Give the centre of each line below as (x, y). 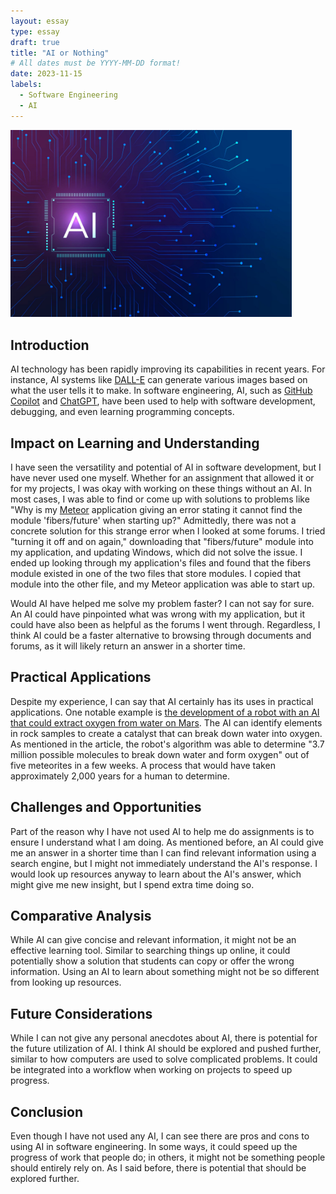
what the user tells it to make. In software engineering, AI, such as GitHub (161, 391)
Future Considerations (81, 1013)
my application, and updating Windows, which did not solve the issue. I (156, 552)
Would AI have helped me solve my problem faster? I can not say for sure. (162, 603)
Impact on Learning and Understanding (135, 443)
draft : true (35, 42)
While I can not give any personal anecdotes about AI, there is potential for (164, 1038)
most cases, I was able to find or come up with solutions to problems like (160, 499)
